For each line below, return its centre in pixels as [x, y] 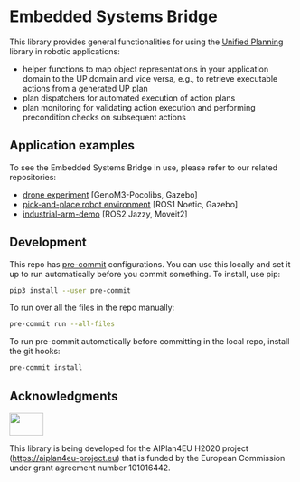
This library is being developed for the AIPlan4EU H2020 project [129, 448]
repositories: [33, 177]
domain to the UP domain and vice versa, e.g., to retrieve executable [150, 78]
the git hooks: [35, 352]
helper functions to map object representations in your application [145, 69]
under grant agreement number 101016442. [90, 468]
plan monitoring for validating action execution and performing [139, 107]
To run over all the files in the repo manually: [92, 308]
